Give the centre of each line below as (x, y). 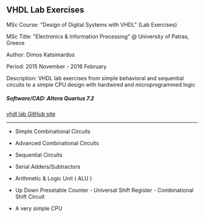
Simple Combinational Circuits (53, 131)
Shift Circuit (30, 196)
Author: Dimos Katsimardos (40, 55)
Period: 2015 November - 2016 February (56, 66)
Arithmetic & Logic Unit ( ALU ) (53, 178)
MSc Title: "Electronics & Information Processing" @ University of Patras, (98, 36)
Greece (15, 43)
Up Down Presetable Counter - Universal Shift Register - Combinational (104, 190)
